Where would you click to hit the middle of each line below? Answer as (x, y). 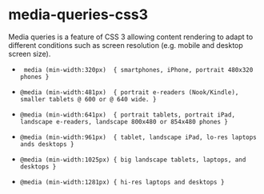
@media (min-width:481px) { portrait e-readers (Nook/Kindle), (129, 92)
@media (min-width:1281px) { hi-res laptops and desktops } (122, 182)
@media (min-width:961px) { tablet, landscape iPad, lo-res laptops (138, 137)
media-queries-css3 (78, 15)
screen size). (30, 53)
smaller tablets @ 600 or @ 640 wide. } (88, 99)
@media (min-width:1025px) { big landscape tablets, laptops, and (133, 160)
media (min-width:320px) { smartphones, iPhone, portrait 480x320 (138, 69)
